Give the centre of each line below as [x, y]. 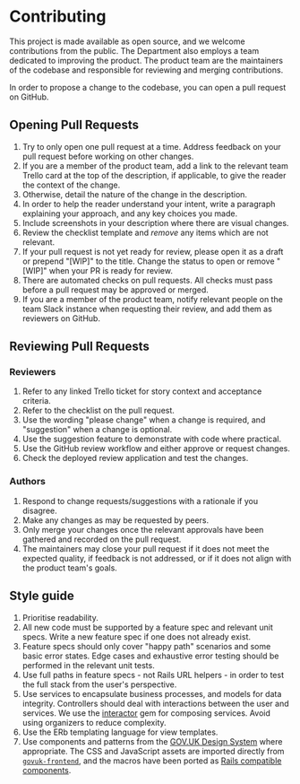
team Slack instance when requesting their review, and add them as [147, 309]
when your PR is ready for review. [111, 270]
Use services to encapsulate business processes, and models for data [152, 693]
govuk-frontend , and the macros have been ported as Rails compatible [152, 761]
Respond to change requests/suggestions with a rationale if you [140, 501]
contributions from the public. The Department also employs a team [134, 50]
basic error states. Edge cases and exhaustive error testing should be [150, 656]
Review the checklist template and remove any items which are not [145, 232]
